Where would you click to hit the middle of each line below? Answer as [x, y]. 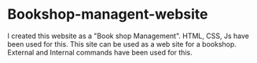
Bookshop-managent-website [108, 14]
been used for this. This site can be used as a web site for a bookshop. [122, 44]
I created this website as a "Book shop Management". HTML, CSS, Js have [128, 36]
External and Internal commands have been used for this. [100, 52]
